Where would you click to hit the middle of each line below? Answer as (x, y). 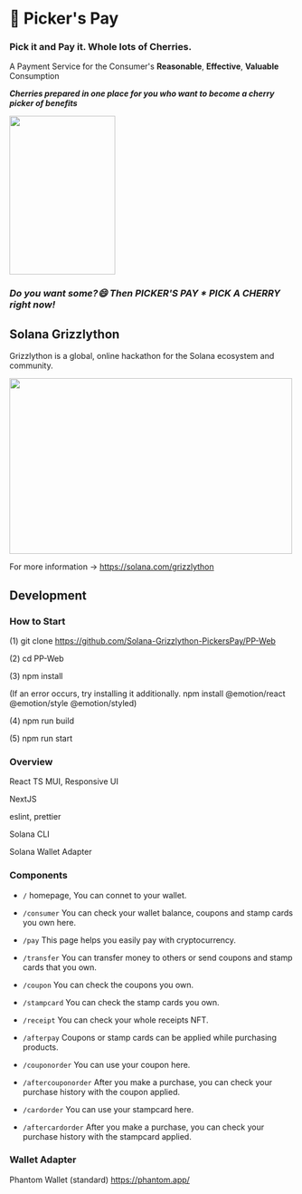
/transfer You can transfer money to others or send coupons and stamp (157, 957)
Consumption (35, 76)
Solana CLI (29, 834)
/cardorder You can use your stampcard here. (108, 1109)
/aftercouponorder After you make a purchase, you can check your (147, 1082)
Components (38, 876)
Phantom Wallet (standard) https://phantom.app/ (99, 1179)
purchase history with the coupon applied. (101, 1092)
